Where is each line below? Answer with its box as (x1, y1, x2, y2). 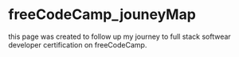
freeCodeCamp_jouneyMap (8, 6, 197, 24)
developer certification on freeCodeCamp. (8, 40, 147, 49)
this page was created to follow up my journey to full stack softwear (8, 32, 231, 41)
